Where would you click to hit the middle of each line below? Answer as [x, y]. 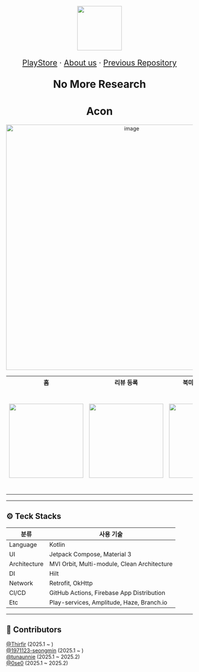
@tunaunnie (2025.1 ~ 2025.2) [43, 657]
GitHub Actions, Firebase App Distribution [107, 593]
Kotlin [57, 544]
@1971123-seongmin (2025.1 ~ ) [45, 650]
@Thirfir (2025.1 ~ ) [30, 644]
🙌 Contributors [34, 630]
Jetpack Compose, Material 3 [90, 554]
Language [23, 544]
